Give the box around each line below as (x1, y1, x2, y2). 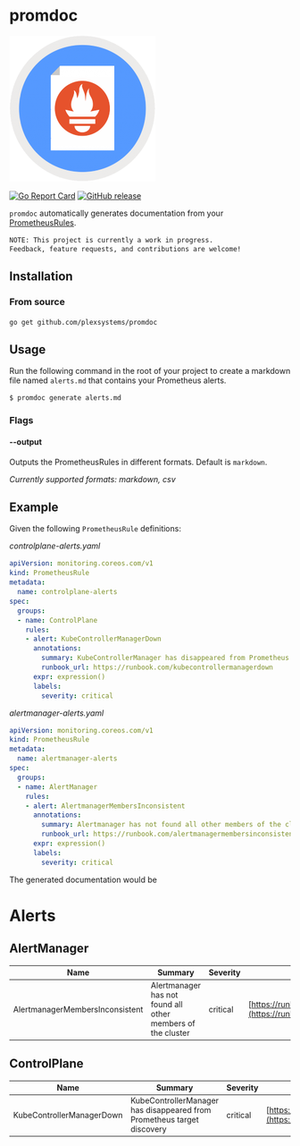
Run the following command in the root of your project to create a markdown (9, 366, 291, 377)
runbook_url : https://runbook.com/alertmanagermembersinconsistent (41, 829, 297, 839)
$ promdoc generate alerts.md (9, 394, 122, 403)
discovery (130, 1124, 167, 1134)
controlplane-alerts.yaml (9, 540, 101, 551)
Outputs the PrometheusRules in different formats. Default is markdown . (9, 456, 268, 467)
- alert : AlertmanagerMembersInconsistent (25, 802, 186, 811)
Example (9, 499, 59, 514)
